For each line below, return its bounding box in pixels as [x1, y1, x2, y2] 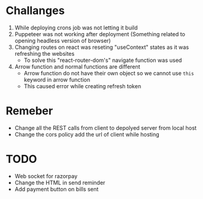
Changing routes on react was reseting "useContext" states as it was [14, 43, 190, 51]
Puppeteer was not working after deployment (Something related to [14, 30, 185, 37]
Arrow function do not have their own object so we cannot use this [23, 69, 194, 77]
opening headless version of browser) [14, 37, 111, 44]
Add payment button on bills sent [14, 185, 99, 193]
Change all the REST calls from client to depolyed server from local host [14, 124, 197, 132]
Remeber [6, 104, 53, 118]
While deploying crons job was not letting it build [14, 24, 138, 31]
